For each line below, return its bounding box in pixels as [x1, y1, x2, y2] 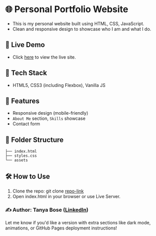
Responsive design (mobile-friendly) [12, 110, 89, 116]
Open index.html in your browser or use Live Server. [12, 194, 121, 199]
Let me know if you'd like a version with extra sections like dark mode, [5, 220, 151, 226]
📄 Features [5, 97, 40, 105]
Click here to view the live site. [12, 54, 76, 60]
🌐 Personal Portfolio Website [5, 4, 128, 15]
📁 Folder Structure [5, 135, 64, 144]
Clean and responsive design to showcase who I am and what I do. [12, 26, 151, 32]
